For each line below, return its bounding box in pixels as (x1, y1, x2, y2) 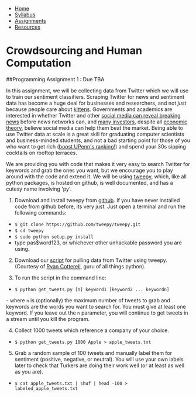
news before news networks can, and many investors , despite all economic (6, 118, 188, 125)
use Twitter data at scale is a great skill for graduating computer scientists (6, 130, 184, 137)
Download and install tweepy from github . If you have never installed (14, 196, 180, 203)
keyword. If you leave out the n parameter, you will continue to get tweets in (6, 309, 188, 316)
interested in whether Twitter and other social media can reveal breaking (6, 112, 181, 119)
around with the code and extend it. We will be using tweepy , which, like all (6, 172, 187, 180)
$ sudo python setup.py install (14, 234, 94, 240)
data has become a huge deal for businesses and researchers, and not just (6, 99, 187, 106)
